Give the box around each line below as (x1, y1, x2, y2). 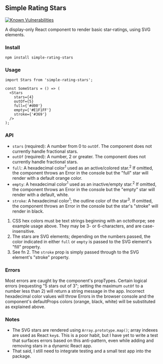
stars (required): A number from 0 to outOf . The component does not (12, 143, 152, 149)
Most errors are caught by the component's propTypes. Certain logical (5, 278, 147, 283)
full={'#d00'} (14, 103, 43, 109)
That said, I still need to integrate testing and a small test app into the (12, 348, 152, 354)
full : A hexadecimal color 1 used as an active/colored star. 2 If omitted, (12, 164, 153, 171)
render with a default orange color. (12, 175, 82, 181)
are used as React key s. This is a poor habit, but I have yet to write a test (12, 333, 158, 338)
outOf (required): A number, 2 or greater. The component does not (12, 153, 146, 159)
